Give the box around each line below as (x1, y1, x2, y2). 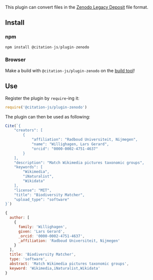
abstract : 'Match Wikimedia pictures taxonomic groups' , (9, 261, 129, 266)
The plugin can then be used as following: (5, 113, 90, 119)
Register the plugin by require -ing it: (5, 95, 80, 101)
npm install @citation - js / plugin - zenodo (5, 45, 90, 50)
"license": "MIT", (14, 188, 52, 193)
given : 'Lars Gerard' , (18, 229, 65, 234)
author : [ (9, 215, 30, 220)
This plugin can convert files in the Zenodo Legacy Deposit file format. (5, 4, 149, 10)
